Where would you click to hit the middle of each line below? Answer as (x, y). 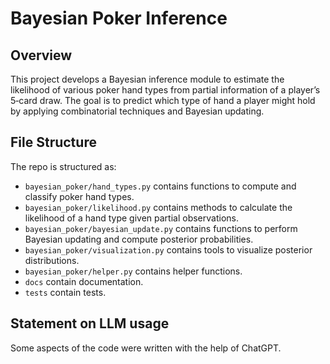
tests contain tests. (65, 292)
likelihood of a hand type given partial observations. (131, 218)
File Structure (53, 142)
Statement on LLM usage (90, 323)
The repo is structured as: (63, 166)
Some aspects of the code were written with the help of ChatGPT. (146, 348)
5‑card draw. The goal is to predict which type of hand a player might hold (163, 100)
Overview (41, 55)
